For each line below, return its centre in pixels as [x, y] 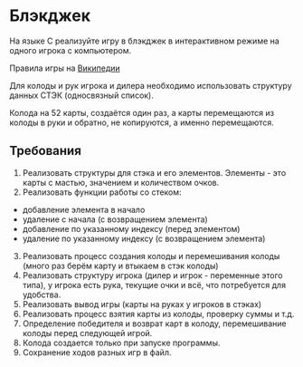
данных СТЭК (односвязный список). [81, 95]
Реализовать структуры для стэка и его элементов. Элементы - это [154, 172]
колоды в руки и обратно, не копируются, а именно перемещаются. [142, 122]
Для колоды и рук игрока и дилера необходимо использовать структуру [151, 85]
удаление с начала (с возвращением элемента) [115, 219]
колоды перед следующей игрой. [87, 333]
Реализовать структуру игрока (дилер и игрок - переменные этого [152, 275]
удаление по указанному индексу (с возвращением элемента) [144, 238]
